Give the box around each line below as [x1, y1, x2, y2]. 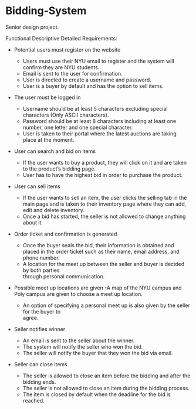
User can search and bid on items [13, 148, 96, 155]
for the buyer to [22, 308, 61, 315]
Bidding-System [5, 4, 87, 18]
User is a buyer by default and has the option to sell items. [22, 82, 164, 89]
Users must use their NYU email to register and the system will [22, 57, 174, 64]
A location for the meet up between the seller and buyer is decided [22, 260, 185, 267]
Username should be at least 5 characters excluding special [22, 105, 168, 112]
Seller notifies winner [13, 325, 66, 332]
